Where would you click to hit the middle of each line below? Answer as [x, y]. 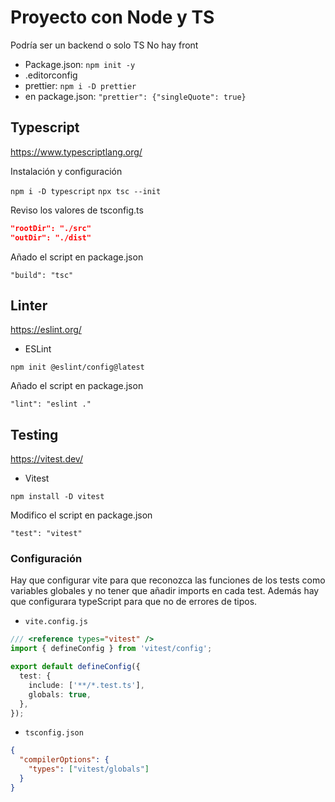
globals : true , [60, 694]
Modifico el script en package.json [81, 515]
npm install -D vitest [57, 497]
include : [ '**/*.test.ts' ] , [86, 685]
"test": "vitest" [46, 534]
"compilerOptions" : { [64, 760]
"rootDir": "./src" [51, 228]
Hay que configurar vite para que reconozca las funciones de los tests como [168, 580]
